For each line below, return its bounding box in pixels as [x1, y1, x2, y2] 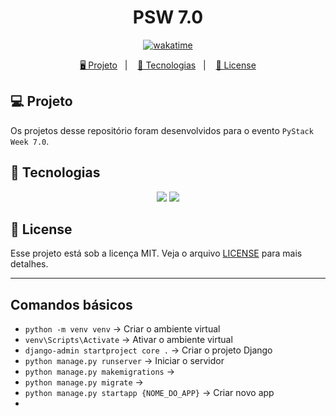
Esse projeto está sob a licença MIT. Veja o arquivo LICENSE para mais [10, 247, 303, 260]
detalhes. [10, 258, 49, 270]
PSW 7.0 [132, 6, 204, 29]
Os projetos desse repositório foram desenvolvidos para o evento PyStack [10, 124, 314, 136]
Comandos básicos [10, 296, 133, 313]
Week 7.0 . [10, 135, 50, 147]
